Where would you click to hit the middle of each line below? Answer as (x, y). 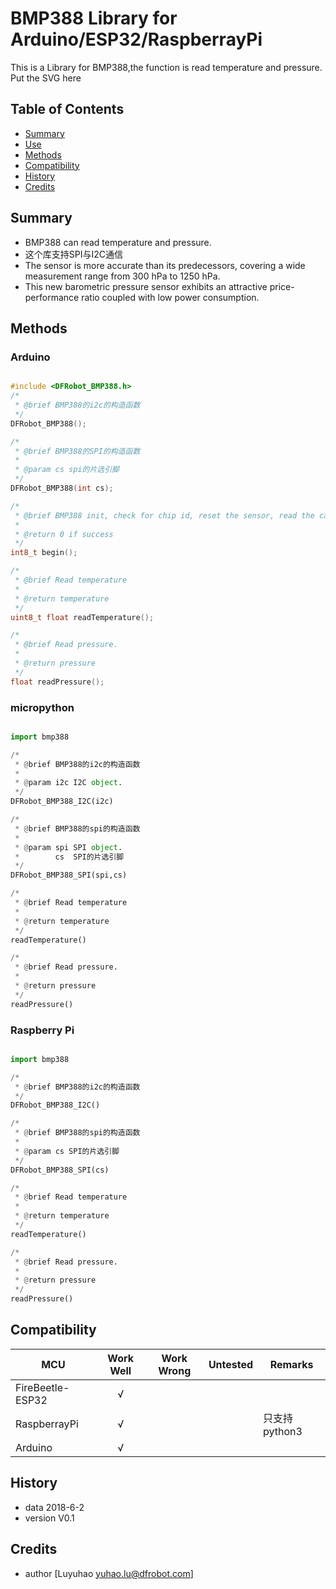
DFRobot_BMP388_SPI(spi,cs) (69, 875)
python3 (283, 1431)
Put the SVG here (46, 78)
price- (282, 286)
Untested (231, 1364)
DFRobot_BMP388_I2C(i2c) (62, 802)
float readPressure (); (57, 682)
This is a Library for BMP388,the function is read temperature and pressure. (166, 67)
